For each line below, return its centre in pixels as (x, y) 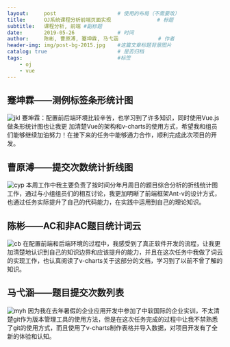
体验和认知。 (37, 336)
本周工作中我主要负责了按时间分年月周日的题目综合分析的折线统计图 (122, 185)
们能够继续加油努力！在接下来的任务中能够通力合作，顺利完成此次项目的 (109, 135)
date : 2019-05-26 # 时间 (71, 33)
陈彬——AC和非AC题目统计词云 (74, 226)
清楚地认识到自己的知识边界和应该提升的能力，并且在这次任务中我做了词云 (118, 252)
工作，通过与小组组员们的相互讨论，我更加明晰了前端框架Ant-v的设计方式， (114, 194)
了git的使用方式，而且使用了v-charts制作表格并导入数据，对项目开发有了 (110, 327)
